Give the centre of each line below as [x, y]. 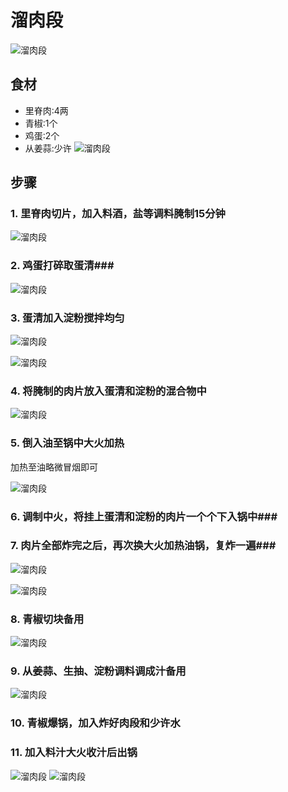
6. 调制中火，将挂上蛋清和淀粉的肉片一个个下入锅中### [144, 516]
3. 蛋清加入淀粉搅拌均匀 [67, 318]
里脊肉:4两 [46, 110]
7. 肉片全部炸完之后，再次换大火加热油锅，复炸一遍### [143, 546]
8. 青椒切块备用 [47, 619]
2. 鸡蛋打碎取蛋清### [62, 266]
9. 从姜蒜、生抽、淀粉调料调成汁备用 [98, 671]
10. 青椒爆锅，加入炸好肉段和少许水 [95, 723]
